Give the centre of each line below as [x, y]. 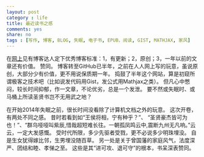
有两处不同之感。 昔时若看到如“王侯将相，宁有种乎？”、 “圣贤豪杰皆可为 [97, 117]
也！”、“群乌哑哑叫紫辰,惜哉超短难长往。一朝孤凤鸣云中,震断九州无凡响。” [98, 125]
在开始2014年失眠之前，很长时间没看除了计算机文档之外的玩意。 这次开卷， [102, 110]
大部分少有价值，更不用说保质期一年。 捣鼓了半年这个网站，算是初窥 [103, 74]
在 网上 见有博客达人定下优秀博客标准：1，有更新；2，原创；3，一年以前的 [99, 58]
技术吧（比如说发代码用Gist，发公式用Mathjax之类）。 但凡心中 [106, 81]
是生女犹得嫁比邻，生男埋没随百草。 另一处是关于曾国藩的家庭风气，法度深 [101, 140]
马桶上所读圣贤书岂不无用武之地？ [49, 97]
